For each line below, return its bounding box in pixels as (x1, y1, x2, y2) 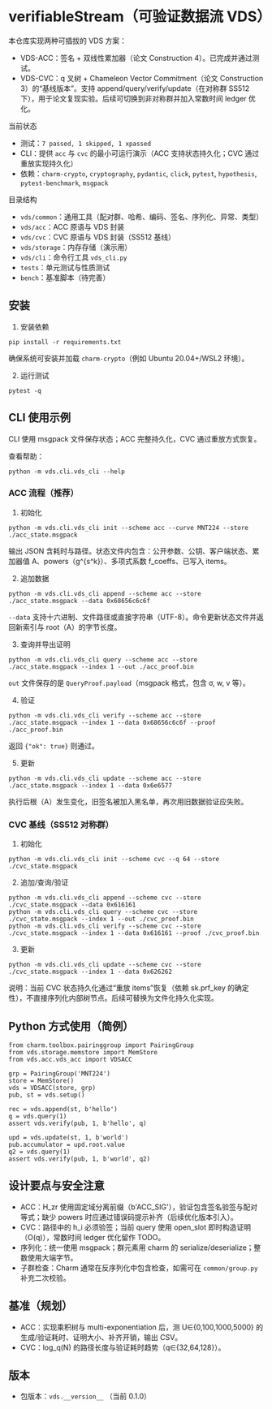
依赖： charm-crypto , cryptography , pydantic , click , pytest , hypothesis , (19, 168, 257, 179)
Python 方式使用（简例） (8, 1019, 134, 1033)
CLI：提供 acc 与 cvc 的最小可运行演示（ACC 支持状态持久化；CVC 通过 (19, 148, 260, 158)
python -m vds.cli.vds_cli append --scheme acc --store (8, 589, 201, 597)
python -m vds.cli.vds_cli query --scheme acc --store (8, 655, 198, 664)
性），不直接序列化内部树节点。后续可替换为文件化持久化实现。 (8, 993, 218, 1003)
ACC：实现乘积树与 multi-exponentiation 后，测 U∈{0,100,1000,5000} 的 (19, 1322, 264, 1332)
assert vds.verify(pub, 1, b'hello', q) (8, 1119, 148, 1127)
